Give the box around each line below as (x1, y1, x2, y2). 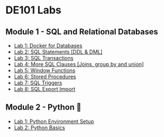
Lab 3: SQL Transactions (13, 55, 74, 61)
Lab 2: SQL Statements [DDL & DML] (13, 48, 103, 55)
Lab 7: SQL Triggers (13, 79, 63, 86)
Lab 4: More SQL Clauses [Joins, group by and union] (13, 61, 144, 68)
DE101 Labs (5, 3, 62, 17)
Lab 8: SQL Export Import (13, 86, 76, 92)
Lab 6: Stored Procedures (13, 73, 77, 80)
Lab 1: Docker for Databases (13, 42, 83, 49)
